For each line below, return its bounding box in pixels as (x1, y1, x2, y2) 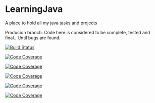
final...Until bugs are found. (5, 35, 61, 41)
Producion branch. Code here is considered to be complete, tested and (5, 29, 150, 35)
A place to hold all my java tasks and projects (5, 20, 98, 26)
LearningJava (5, 3, 63, 15)
